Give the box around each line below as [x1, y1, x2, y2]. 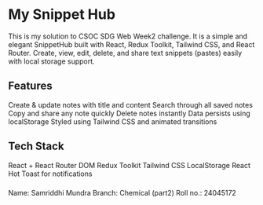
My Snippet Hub [8, 5, 116, 24]
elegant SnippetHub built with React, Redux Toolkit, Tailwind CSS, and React [8, 39, 255, 49]
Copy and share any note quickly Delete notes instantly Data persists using [8, 108, 251, 118]
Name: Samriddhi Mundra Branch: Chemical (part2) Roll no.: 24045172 [8, 189, 237, 198]
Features [8, 79, 53, 93]
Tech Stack [8, 140, 64, 153]
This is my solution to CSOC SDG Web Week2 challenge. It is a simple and [8, 31, 248, 41]
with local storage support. [8, 57, 96, 66]
